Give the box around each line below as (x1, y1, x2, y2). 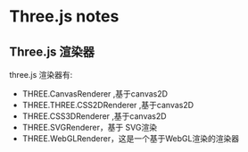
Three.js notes (9, 6, 120, 27)
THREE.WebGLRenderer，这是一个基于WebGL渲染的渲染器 (21, 133, 239, 144)
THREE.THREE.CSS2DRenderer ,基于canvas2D (21, 100, 194, 110)
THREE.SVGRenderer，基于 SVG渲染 (21, 122, 158, 132)
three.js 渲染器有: (9, 70, 73, 80)
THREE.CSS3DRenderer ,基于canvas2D (21, 111, 167, 122)
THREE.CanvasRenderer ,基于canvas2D (21, 89, 168, 99)
